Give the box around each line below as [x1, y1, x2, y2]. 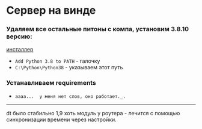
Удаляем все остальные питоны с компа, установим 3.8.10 [6, 25, 189, 33]
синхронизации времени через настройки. [6, 116, 117, 123]
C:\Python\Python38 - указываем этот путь [14, 64, 123, 71]
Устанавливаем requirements [6, 79, 96, 87]
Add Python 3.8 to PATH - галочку [14, 57, 100, 64]
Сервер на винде [6, 4, 96, 17]
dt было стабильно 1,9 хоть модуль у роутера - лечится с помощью [6, 109, 180, 116]
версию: [6, 32, 32, 41]
